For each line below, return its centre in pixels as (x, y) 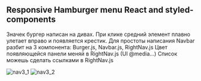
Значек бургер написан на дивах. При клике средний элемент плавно (98, 34)
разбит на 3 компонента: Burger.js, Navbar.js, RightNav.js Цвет (87, 47)
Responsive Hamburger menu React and (85, 10)
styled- (180, 10)
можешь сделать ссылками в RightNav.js (60, 60)
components (31, 20)
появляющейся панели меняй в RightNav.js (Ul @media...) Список (92, 54)
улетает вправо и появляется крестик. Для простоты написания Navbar (100, 40)
